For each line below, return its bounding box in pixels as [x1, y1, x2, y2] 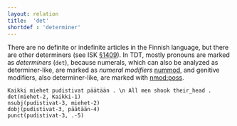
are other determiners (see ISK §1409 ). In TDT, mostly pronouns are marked [7, 51, 230, 59]
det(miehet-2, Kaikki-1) [7, 93, 81, 100]
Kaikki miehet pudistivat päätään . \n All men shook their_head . [7, 87, 212, 95]
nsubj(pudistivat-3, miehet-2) [7, 100, 100, 107]
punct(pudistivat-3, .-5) [7, 112, 84, 120]
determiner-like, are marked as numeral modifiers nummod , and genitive [7, 65, 220, 75]
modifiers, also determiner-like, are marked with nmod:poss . [7, 73, 184, 82]
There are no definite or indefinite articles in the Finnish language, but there [7, 43, 229, 52]
